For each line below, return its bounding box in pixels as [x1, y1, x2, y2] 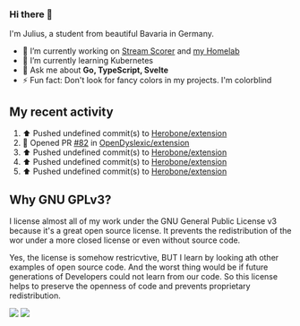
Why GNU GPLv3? [9, 192, 112, 207]
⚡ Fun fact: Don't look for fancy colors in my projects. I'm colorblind [21, 75, 272, 86]
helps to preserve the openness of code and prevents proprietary [9, 280, 251, 291]
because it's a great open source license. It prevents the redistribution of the [9, 225, 292, 236]
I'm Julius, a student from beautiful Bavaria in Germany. [9, 29, 215, 39]
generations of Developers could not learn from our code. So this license [9, 270, 279, 281]
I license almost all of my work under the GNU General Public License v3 [9, 215, 278, 227]
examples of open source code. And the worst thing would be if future [9, 262, 269, 272]
